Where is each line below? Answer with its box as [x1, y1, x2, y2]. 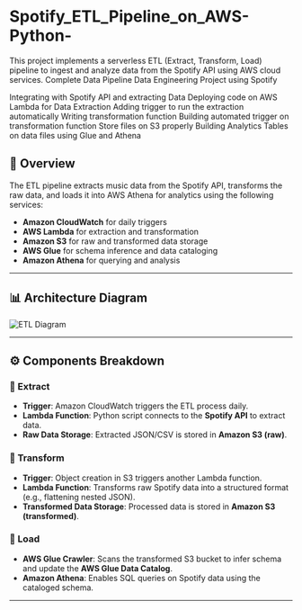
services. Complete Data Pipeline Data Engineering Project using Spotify [9, 74, 278, 85]
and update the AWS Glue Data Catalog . [22, 562, 173, 573]
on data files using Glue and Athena [9, 130, 142, 140]
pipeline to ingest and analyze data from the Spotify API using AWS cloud [9, 65, 281, 76]
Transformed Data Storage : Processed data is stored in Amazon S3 [22, 501, 276, 512]
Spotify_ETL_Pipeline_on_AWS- [9, 6, 250, 27]
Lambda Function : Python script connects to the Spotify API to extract [22, 410, 286, 421]
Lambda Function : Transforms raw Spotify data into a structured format [22, 481, 289, 492]
